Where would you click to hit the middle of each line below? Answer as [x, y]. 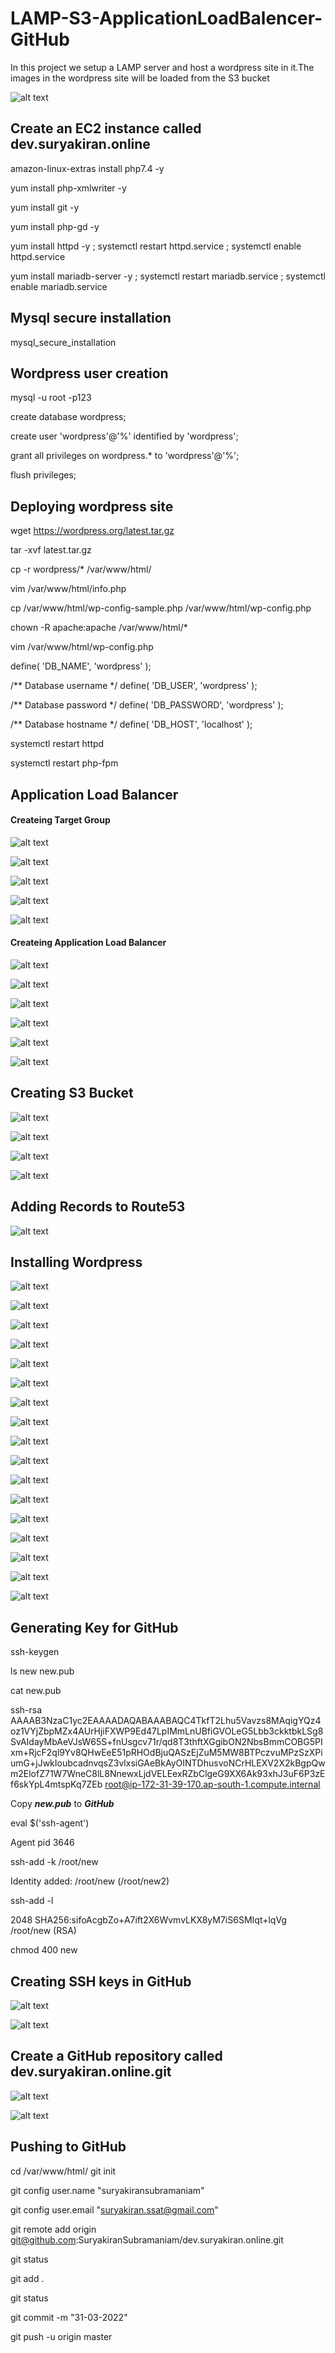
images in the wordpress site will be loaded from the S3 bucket [140, 78]
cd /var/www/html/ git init [63, 2171]
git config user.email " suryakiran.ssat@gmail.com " [114, 2209]
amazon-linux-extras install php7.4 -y [87, 168]
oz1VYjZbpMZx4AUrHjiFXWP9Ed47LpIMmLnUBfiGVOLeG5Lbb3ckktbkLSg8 [167, 1731]
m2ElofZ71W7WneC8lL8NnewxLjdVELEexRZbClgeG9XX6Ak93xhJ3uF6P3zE [168, 1774]
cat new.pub [36, 1691]
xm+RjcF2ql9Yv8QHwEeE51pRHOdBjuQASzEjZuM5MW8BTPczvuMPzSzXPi [166, 1753]
